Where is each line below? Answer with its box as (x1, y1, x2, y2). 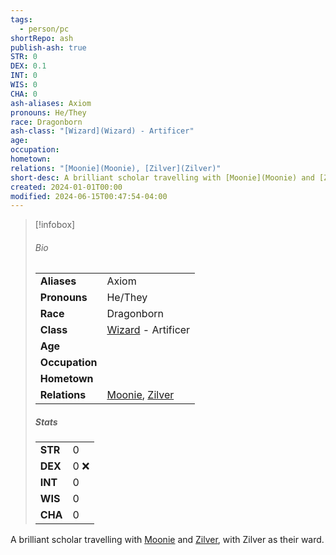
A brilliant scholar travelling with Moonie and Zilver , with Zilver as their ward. (10, 534, 325, 546)
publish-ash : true (10, 42, 87, 53)
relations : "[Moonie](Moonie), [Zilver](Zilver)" (10, 163, 222, 173)
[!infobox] (34, 219, 76, 231)
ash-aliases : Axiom (10, 98, 92, 108)
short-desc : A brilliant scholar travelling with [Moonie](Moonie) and (10, 172, 315, 183)
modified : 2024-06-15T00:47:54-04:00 (10, 191, 168, 201)
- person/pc (19, 24, 70, 34)
